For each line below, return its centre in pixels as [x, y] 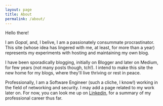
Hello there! [17, 33]
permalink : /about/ [25, 19]
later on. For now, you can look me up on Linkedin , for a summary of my [78, 93]
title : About [19, 14]
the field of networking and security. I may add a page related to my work [80, 88]
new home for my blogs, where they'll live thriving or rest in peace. [73, 73]
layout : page [19, 10]
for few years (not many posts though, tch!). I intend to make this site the [79, 68]
